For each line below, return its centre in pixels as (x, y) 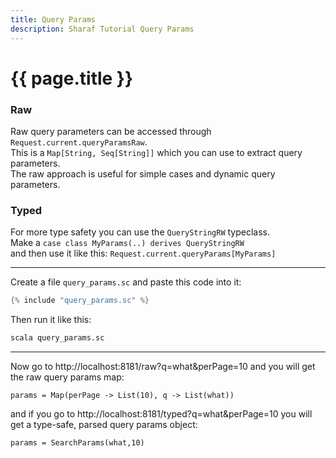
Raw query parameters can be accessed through (111, 131)
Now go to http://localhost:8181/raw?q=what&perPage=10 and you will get (163, 367)
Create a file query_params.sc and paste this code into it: (126, 282)
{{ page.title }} (72, 78)
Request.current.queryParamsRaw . (79, 142)
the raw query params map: (67, 377)
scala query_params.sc (57, 338)
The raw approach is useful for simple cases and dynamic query (143, 173)
